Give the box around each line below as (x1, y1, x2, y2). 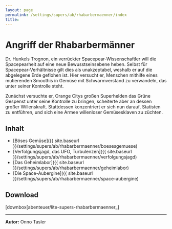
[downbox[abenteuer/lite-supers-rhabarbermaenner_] (5, 204, 119, 210)
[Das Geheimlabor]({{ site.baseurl (12, 159, 84, 166)
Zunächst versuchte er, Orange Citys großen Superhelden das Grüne (5, 93, 151, 99)
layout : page (5, 7, 33, 13)
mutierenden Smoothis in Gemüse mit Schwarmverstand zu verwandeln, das (5, 78, 167, 84)
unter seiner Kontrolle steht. (5, 83, 64, 89)
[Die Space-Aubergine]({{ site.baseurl (12, 170, 93, 176)
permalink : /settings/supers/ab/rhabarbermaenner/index (5, 12, 127, 17)
